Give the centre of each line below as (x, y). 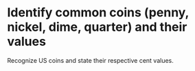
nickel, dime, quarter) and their (97, 27)
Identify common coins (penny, (98, 13)
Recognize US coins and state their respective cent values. (90, 60)
